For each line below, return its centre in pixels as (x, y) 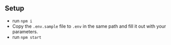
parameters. (25, 31)
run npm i (22, 20)
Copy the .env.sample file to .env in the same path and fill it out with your (89, 26)
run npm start (27, 37)
